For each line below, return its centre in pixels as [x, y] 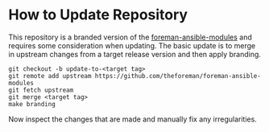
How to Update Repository [98, 15]
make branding [32, 104]
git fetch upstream [41, 90]
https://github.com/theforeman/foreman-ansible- [178, 76]
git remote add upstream [50, 76]
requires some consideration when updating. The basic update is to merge [132, 45]
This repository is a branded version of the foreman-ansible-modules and [130, 37]
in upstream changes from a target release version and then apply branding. [135, 54]
